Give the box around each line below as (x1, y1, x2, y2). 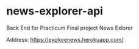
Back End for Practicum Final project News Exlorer (6, 24, 133, 31)
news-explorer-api (6, 4, 104, 18)
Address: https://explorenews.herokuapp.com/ (6, 36, 124, 43)
